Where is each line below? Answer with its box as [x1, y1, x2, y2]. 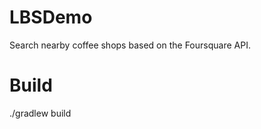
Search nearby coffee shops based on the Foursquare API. [9, 39, 251, 51]
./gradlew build [9, 107, 72, 119]
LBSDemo [9, 6, 93, 29]
